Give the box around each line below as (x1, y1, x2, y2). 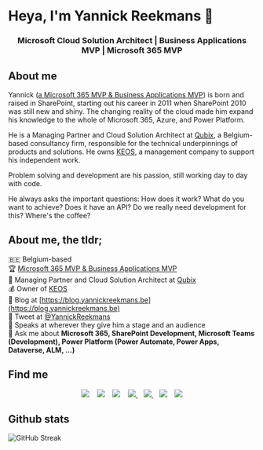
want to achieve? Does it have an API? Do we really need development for (8, 202, 247, 211)
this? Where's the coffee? (8, 210, 91, 220)
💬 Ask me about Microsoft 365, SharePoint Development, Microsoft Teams (8, 328, 255, 338)
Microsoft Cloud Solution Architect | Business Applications (16, 35, 247, 46)
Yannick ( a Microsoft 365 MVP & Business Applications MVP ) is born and (8, 90, 245, 99)
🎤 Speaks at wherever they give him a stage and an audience (8, 320, 206, 329)
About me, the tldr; (8, 233, 103, 247)
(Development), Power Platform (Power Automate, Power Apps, (8, 337, 220, 346)
